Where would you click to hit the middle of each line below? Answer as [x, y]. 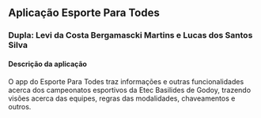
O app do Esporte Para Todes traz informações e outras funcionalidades [126, 81]
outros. [20, 106]
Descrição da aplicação [47, 64]
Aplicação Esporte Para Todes [84, 13]
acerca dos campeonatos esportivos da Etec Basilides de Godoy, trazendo [130, 90]
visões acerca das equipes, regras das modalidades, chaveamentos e [122, 98]
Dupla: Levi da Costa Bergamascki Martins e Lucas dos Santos [130, 35]
